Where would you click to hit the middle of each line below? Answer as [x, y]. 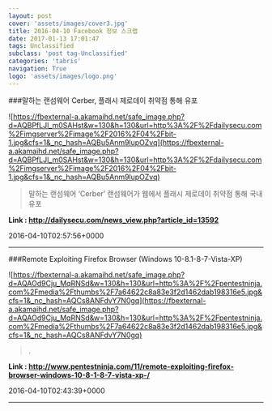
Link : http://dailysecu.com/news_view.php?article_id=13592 [114, 220]
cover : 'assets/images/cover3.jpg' [68, 24]
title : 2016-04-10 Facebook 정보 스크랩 [73, 31]
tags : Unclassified [41, 46]
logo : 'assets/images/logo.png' [63, 76]
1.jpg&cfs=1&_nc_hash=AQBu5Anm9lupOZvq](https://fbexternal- [116, 142]
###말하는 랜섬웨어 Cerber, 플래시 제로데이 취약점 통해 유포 [103, 100]
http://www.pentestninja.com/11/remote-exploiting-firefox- [131, 366]
